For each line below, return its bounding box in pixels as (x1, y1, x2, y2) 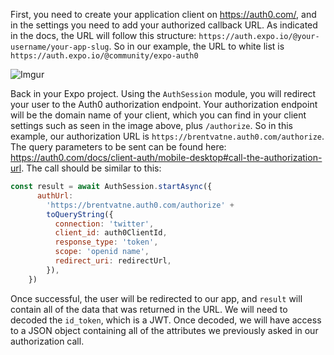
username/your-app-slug (10, 42, 110, 52)
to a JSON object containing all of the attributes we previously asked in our (10, 324, 319, 336)
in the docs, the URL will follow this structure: (10, 30, 197, 41)
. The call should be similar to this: (21, 162, 162, 174)
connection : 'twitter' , (54, 219, 155, 229)
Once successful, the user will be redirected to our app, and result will (10, 292, 303, 304)
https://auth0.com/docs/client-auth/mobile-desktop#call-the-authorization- (10, 152, 323, 163)
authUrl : (36, 190, 74, 201)
